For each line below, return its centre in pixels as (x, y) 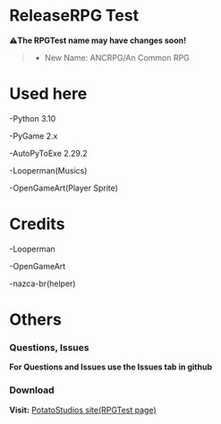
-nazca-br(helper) (42, 284)
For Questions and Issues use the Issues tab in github (111, 367)
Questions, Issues (49, 347)
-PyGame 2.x (34, 136)
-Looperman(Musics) (48, 170)
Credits (37, 224)
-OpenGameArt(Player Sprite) (64, 188)
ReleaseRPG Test (74, 16)
